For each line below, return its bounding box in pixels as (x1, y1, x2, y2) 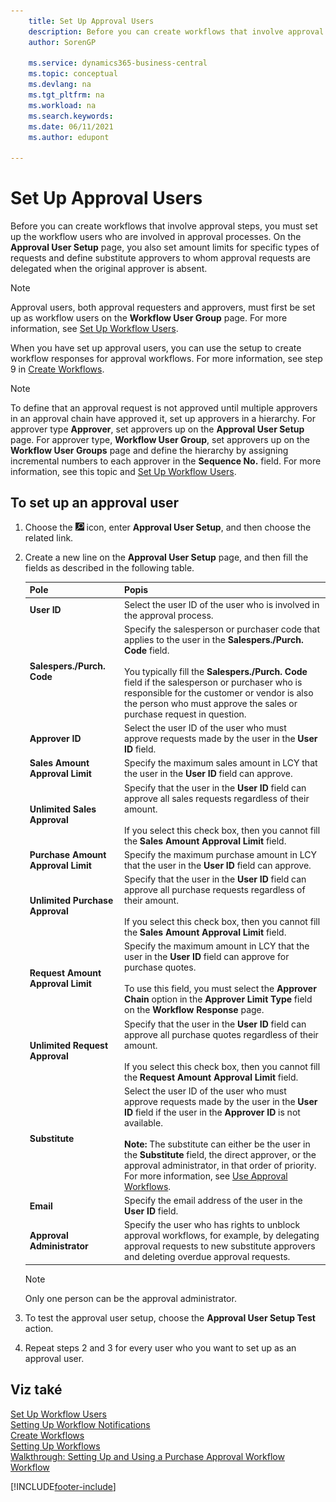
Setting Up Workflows (10, 1440, 101, 1452)
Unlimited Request (29, 1039, 109, 1051)
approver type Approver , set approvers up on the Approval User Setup (10, 423, 305, 435)
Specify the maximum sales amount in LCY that (124, 757, 318, 769)
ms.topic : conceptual (28, 69, 118, 79)
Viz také (10, 1381, 63, 1399)
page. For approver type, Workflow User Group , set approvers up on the (10, 434, 311, 446)
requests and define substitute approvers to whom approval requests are (10, 252, 311, 264)
